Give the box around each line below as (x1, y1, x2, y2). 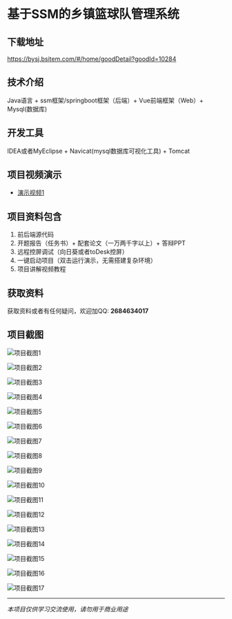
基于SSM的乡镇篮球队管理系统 (7, 6, 180, 22)
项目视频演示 (7, 169, 62, 181)
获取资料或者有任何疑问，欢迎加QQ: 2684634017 (7, 307, 149, 315)
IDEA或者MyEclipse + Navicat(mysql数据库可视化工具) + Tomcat (7, 147, 190, 155)
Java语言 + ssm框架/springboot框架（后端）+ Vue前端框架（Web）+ (7, 96, 204, 104)
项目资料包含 (7, 210, 62, 222)
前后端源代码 (17, 230, 54, 239)
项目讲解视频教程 (17, 265, 66, 273)
